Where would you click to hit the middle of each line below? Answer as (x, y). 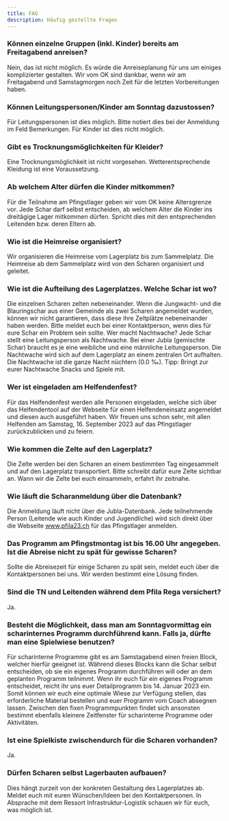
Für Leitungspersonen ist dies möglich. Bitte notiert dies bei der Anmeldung (113, 122)
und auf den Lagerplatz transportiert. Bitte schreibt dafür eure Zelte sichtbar (114, 471)
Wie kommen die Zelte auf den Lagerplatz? (80, 449)
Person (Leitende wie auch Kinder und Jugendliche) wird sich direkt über (110, 519)
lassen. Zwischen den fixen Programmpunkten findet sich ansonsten (104, 708)
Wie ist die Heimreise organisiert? (64, 241)
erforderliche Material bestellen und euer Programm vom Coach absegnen (112, 701)
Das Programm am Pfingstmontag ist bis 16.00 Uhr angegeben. (114, 544)
